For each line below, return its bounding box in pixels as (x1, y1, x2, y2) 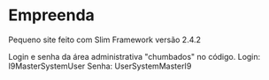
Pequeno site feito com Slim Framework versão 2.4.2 (8, 34, 201, 45)
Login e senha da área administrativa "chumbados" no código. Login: (8, 51, 261, 62)
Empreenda (8, 5, 95, 25)
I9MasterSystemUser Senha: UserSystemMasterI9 (8, 61, 192, 71)
